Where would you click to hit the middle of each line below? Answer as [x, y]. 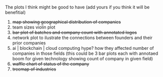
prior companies [29, 43]
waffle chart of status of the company [51, 64]
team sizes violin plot [34, 27]
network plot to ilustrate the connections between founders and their [82, 38]
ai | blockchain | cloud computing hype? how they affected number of [83, 48]
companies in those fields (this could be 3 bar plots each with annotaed [85, 53]
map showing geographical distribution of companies [66, 22]
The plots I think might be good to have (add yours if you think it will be [77, 7]
